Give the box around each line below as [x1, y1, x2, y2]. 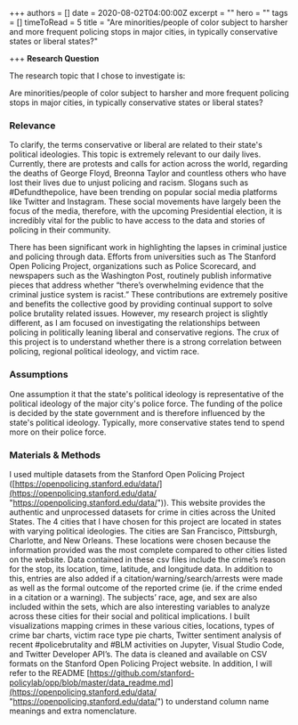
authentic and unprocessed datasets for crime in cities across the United [9, 507, 276, 517]
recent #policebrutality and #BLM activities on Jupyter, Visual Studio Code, [9, 639, 285, 649]
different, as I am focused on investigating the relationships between [9, 318, 261, 329]
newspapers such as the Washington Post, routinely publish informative [9, 271, 272, 281]
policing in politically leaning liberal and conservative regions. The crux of [9, 327, 279, 338]
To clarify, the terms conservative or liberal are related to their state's [9, 140, 262, 151]
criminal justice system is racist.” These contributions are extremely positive [9, 289, 288, 300]
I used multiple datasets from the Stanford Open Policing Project [9, 468, 246, 479]
